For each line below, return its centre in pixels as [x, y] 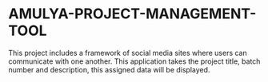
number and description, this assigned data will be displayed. [109, 69]
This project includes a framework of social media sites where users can [128, 53]
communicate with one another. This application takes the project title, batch [134, 61]
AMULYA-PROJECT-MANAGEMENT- [132, 14]
